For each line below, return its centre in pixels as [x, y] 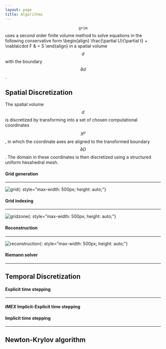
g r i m [83, 28]
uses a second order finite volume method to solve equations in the [74, 35]
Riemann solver [21, 255]
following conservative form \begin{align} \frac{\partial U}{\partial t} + [76, 41]
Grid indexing [19, 201]
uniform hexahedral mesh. [32, 162]
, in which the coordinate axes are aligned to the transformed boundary [78, 141]
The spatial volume [24, 104]
